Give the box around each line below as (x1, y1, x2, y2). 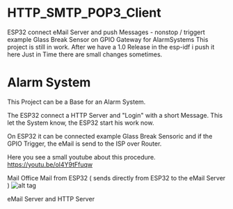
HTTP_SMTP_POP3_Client (7, 5, 161, 21)
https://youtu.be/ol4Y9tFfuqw (7, 160, 93, 169)
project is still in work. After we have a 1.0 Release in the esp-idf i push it (7, 42, 215, 51)
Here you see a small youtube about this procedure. (7, 153, 156, 161)
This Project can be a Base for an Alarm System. (7, 98, 146, 106)
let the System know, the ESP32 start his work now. (7, 118, 154, 127)
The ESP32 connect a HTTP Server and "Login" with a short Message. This (7, 111, 223, 119)
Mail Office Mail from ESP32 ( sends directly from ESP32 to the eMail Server (7, 173, 226, 182)
